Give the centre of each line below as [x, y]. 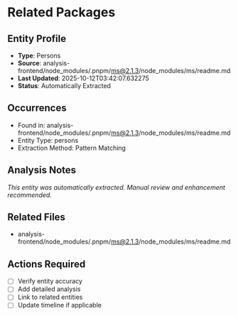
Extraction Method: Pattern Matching [72, 148]
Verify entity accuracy [50, 281]
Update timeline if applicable [59, 305]
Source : [29, 63]
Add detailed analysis [49, 289]
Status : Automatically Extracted [64, 86]
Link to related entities [50, 297]
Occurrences [37, 108]
